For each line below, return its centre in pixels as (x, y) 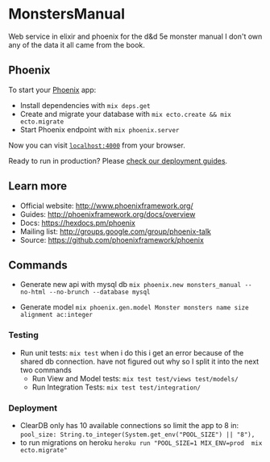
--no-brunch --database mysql (100, 292)
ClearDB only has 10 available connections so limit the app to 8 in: (129, 425)
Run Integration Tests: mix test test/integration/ (116, 387)
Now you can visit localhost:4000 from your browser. (97, 145)
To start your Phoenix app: (52, 89)
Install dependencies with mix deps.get (85, 105)
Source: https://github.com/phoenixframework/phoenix (112, 239)
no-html (33, 292)
